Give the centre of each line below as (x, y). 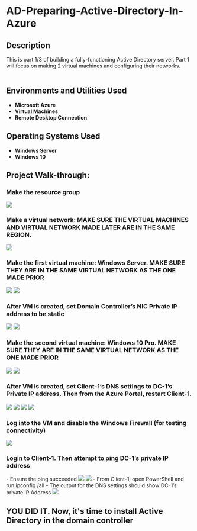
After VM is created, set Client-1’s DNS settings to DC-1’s (89, 387)
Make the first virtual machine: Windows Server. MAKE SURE (96, 263)
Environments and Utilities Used (67, 91)
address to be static (35, 314)
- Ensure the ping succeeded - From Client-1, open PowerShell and (95, 479)
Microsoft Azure (35, 105)
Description (28, 45)
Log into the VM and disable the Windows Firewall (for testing (96, 423)
